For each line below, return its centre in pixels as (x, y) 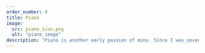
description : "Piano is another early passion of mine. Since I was (95, 40)
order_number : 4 (27, 12)
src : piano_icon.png (38, 29)
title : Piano (23, 18)
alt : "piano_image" (37, 35)
